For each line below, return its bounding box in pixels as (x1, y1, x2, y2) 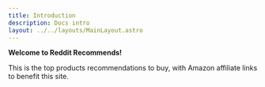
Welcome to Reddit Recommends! (8, 48, 123, 58)
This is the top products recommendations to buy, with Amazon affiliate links (8, 63, 258, 73)
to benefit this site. (8, 72, 70, 81)
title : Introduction (8, 11, 77, 20)
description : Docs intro (8, 19, 90, 27)
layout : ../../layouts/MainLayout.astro (8, 26, 144, 34)
